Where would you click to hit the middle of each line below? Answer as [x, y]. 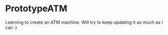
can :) [11, 27]
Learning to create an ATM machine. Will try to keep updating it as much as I [84, 22]
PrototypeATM [36, 9]
